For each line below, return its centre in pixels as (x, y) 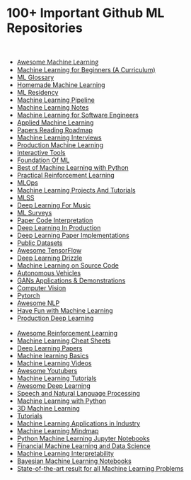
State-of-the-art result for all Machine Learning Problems (100, 468)
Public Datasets (40, 243)
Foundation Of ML (43, 160)
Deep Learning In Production (59, 227)
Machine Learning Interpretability (65, 453)
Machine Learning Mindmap (58, 430)
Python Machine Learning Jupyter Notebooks (83, 438)
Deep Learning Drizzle (50, 258)
